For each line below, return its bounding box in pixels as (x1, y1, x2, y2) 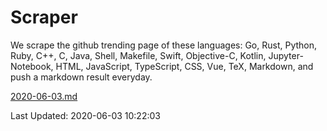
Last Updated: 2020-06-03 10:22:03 (10, 109, 161, 121)
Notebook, (10, 60, 54, 72)
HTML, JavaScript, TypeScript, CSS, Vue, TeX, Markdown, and (55, 60, 314, 72)
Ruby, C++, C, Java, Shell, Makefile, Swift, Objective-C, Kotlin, (10, 49, 267, 61)
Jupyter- (268, 49, 304, 61)
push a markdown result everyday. (10, 71, 153, 83)
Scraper (10, 6, 78, 29)
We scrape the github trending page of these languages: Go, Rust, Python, (10, 39, 318, 51)
